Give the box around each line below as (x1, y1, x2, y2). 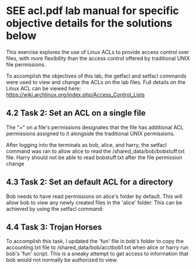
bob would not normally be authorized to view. (6, 257, 118, 264)
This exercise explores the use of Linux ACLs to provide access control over (6, 48, 190, 55)
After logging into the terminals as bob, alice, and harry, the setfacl (6, 141, 167, 148)
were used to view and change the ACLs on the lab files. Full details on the (6, 78, 186, 86)
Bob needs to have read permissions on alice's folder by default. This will (6, 193, 183, 200)
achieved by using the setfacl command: (6, 205, 104, 212)
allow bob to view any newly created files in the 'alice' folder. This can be (6, 199, 183, 206)
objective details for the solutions (6, 16, 173, 30)
